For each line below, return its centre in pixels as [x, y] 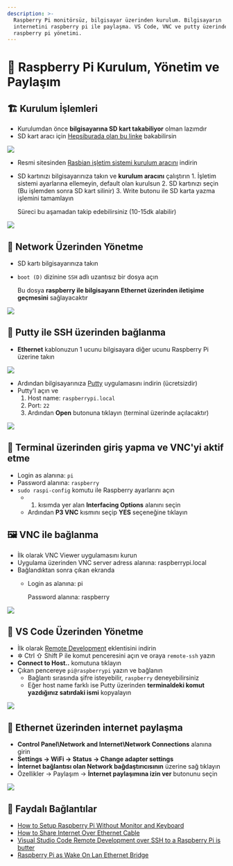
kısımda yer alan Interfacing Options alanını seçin [109, 505]
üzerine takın [36, 357]
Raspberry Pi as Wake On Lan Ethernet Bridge [83, 855]
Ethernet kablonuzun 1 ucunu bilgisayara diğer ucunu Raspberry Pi [113, 349]
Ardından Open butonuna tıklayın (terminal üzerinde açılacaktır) [118, 412]
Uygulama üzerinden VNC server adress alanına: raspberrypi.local [112, 562]
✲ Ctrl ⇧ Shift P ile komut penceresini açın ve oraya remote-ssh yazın [116, 656]
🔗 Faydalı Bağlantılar [52, 809]
